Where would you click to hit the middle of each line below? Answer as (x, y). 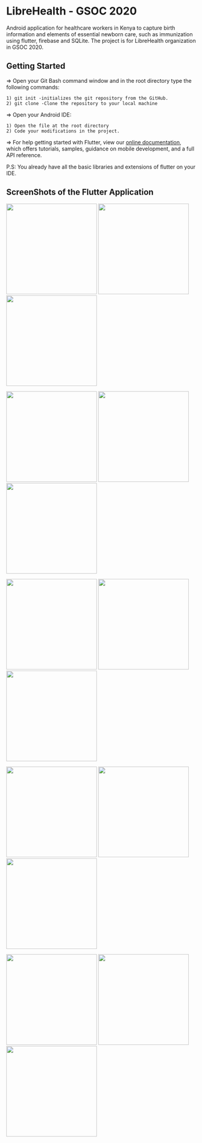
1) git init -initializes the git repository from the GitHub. (87, 98)
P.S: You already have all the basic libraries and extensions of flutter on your (101, 167)
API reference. (24, 155)
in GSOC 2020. (25, 47)
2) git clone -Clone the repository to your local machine (82, 103)
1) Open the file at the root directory (58, 126)
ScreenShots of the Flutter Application (80, 192)
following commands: (33, 87)
